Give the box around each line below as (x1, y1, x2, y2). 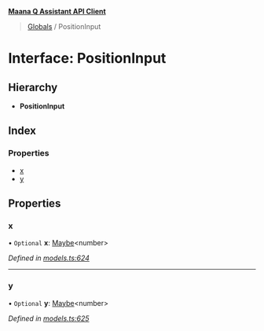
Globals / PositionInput (27, 22, 101, 31)
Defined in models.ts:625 (8, 314, 90, 323)
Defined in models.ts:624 (8, 253, 90, 263)
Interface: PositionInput (8, 50, 167, 68)
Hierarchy (8, 80, 58, 94)
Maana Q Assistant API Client (8, 7, 106, 16)
